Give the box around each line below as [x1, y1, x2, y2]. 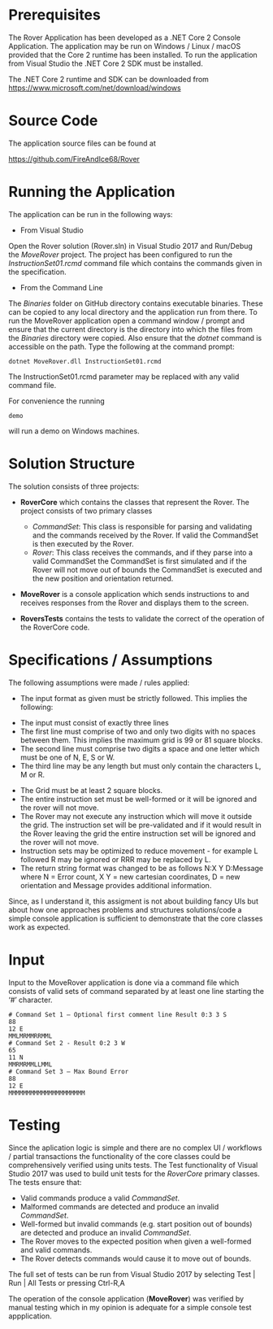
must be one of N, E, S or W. [19, 752, 115, 762]
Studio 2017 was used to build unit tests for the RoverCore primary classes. [8, 1169, 260, 1179]
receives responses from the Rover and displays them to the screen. [19, 598, 249, 608]
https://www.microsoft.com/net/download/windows [8, 83, 181, 93]
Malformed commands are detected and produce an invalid [19, 1201, 219, 1211]
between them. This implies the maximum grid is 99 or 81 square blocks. [19, 734, 263, 745]
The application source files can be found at [8, 138, 156, 148]
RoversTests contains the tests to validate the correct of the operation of [19, 613, 265, 623]
